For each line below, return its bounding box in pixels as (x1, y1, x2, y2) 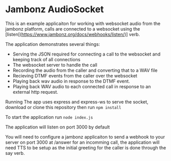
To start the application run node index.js (5, 114, 93, 120)
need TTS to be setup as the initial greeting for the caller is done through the (5, 144, 166, 151)
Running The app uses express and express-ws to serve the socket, (5, 98, 149, 105)
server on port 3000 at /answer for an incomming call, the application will (5, 139, 160, 145)
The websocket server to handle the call (12, 62, 97, 68)
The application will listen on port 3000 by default (5, 124, 110, 130)
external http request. (12, 89, 59, 95)
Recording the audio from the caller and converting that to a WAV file (12, 67, 158, 73)
